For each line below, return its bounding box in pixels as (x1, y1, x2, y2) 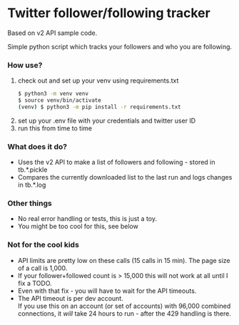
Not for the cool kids (7, 240, 80, 250)
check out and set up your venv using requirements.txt (17, 76, 179, 85)
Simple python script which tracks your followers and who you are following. (7, 42, 233, 51)
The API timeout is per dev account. (17, 294, 123, 302)
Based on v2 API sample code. (7, 29, 98, 37)
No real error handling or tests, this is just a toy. (17, 215, 157, 223)
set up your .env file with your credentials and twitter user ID (17, 116, 196, 125)
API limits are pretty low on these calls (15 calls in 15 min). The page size (17, 256, 230, 264)
